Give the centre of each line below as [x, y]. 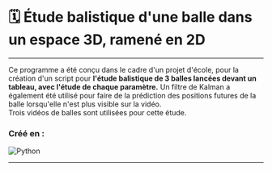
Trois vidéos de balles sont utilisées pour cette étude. [98, 112]
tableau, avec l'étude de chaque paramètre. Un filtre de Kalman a [119, 86]
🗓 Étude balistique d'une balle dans [130, 17]
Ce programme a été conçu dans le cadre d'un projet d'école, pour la [123, 69]
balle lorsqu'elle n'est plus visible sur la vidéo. [85, 104]
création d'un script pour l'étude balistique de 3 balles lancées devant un [132, 78]
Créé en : [26, 133]
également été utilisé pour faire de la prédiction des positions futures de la [132, 95]
